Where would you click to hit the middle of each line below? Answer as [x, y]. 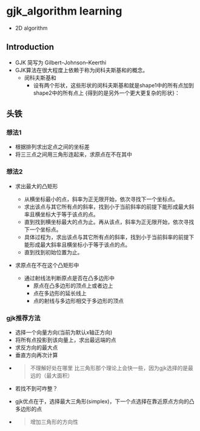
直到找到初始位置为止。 [53, 252]
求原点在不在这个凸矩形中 [47, 265]
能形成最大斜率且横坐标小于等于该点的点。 [77, 245]
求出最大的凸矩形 [36, 186]
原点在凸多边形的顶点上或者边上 [73, 285]
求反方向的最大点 [36, 348]
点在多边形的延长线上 [60, 293]
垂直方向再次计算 [36, 355]
